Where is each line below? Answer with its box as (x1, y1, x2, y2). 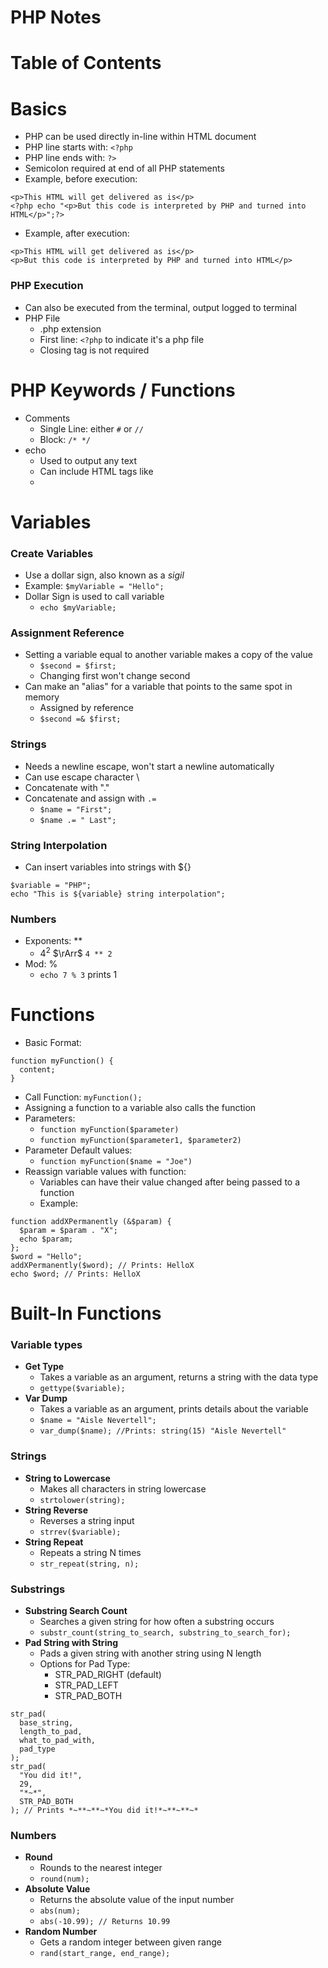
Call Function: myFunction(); (24, 1091, 143, 1103)
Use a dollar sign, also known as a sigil (24, 569, 185, 581)
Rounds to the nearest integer (39, 1862, 163, 1874)
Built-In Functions (10, 1302, 162, 1325)
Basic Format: (24, 1036, 82, 1048)
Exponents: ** (24, 935, 83, 947)
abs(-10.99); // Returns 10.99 (39, 1917, 171, 1927)
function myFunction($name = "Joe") (39, 1156, 193, 1166)
